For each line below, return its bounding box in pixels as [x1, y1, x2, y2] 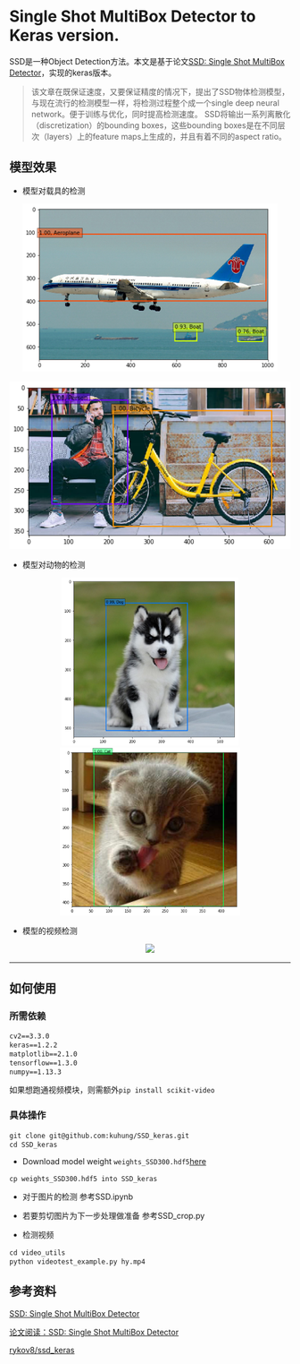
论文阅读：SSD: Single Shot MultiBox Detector [9, 1326, 179, 1337]
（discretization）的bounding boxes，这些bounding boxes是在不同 [30, 119, 279, 131]
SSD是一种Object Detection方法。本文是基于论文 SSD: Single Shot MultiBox [9, 56, 286, 66]
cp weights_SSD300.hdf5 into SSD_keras [9, 1174, 158, 1183]
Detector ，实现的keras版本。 [9, 67, 117, 78]
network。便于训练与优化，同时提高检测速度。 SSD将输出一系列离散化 [30, 108, 291, 119]
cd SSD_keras [9, 1140, 58, 1149]
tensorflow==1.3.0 [9, 1059, 78, 1068]
